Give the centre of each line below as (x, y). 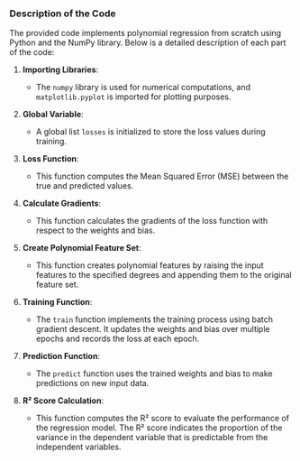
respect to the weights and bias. (95, 230)
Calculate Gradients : (62, 203)
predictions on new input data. (92, 383)
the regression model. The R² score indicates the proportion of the (159, 428)
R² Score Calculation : (63, 401)
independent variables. (78, 447)
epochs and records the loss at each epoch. (118, 339)
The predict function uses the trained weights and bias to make (154, 373)
